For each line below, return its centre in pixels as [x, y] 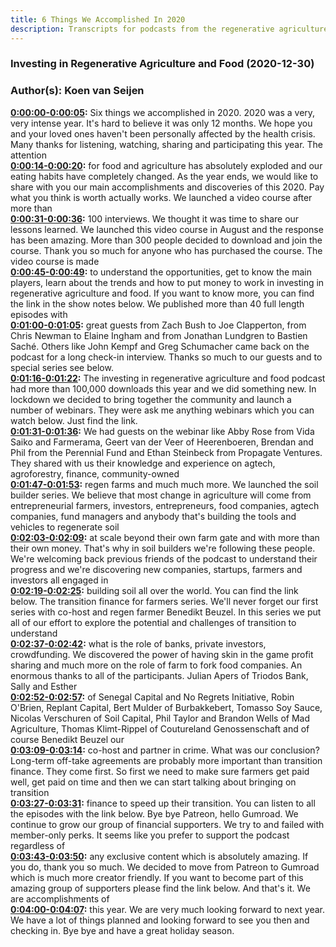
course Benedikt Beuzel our [67, 739]
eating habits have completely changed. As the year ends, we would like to [164, 176]
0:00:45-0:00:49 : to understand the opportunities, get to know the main [161, 272]
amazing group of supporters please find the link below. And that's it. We [160, 888]
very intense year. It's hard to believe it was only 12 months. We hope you [161, 123]
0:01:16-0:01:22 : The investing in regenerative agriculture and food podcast [168, 378]
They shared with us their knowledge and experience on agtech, [143, 463]
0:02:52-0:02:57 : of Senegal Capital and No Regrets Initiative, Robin [152, 697]
